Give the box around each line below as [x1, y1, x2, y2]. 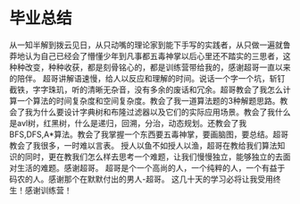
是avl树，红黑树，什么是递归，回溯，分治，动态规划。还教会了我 [9, 117, 247, 128]
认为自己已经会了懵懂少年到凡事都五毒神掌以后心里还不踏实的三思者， [24, 50, 283, 61]
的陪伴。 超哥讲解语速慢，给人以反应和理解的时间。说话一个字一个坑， [9, 72, 270, 83]
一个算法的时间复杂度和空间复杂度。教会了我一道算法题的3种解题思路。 [16, 95, 280, 106]
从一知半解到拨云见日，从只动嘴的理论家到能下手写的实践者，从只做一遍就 [9, 39, 283, 50]
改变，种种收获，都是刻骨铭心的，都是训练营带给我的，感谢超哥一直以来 [24, 62, 291, 72]
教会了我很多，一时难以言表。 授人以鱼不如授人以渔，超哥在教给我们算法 [9, 140, 278, 150]
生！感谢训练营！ [9, 184, 72, 195]
